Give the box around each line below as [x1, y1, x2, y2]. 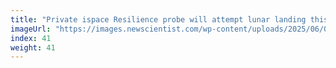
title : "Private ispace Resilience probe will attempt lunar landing [10, 14, 307, 25]
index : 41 [10, 33, 52, 43]
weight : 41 [10, 42, 56, 53]
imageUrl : [10, 24, 52, 34]
